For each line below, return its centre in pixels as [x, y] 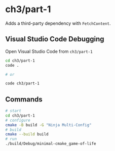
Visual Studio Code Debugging [55, 39]
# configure [18, 120]
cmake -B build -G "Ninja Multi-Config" [49, 125]
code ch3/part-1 [22, 84]
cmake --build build [27, 134]
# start [13, 111]
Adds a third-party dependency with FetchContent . [58, 23]
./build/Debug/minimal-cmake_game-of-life [51, 144]
